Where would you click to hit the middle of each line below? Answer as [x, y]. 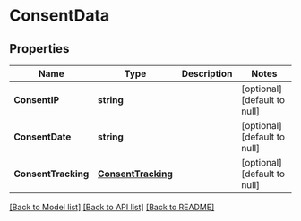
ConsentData [60, 16]
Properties [39, 49]
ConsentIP [37, 100]
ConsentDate [43, 137]
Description [207, 74]
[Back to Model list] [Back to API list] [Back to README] [112, 207]
